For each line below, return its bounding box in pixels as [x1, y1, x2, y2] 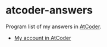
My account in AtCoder [14, 34, 71, 41]
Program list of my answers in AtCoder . [5, 23, 102, 30]
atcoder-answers [5, 4, 93, 17]
